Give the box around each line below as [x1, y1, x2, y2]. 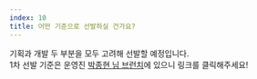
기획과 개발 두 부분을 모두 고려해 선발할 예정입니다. [9, 47, 190, 59]
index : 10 [9, 13, 47, 23]
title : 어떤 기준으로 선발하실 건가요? [9, 22, 136, 31]
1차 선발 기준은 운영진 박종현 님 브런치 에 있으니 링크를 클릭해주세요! [9, 59, 249, 70]
